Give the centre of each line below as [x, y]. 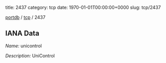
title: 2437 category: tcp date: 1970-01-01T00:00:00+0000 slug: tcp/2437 [83, 7]
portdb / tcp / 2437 [25, 17]
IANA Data [22, 34]
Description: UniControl [30, 55]
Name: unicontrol [24, 46]
